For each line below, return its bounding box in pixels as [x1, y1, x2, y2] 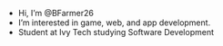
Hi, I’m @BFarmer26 [17, 8, 94, 18]
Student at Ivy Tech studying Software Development [17, 27, 215, 37]
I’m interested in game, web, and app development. [17, 17, 211, 28]
